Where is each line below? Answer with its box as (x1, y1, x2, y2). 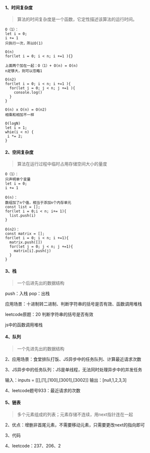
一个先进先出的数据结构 (17, 345, 64, 351)
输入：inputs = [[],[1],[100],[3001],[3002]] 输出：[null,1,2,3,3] (5, 377, 127, 383)
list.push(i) (9, 213, 36, 218)
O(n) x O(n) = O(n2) (5, 107, 47, 113)
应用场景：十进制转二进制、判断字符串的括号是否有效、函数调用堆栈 (5, 301, 142, 307)
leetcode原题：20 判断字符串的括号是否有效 (5, 311, 94, 317)
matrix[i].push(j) (14, 249, 51, 254)
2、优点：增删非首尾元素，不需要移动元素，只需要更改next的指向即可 (5, 422, 145, 428)
